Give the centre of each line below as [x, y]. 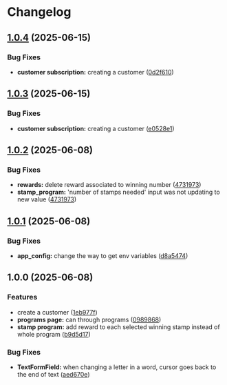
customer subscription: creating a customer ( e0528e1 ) [96, 128]
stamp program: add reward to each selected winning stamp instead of [118, 327]
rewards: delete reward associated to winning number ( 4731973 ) [109, 185]
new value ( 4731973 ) [47, 199]
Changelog [39, 12]
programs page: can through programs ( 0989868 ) [89, 319]
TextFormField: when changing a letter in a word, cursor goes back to [117, 367]
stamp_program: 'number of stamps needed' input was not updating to [118, 192]
